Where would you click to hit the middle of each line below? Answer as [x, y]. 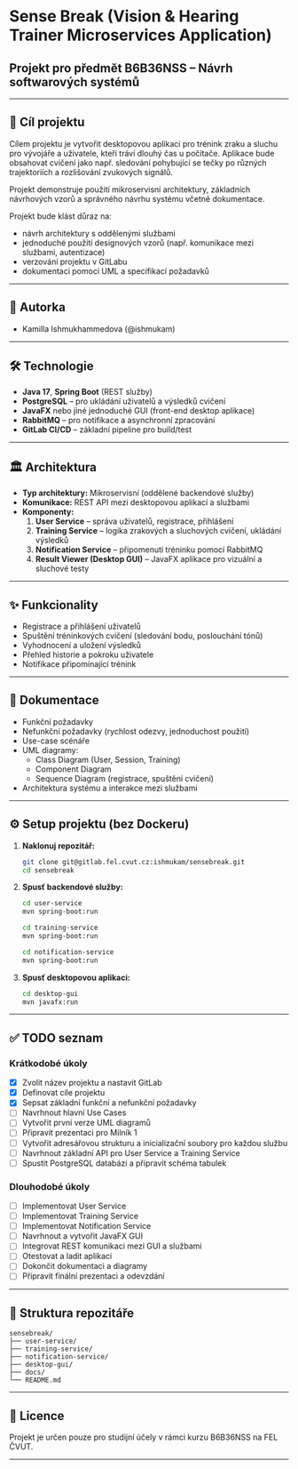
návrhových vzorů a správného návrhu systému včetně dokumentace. [137, 198]
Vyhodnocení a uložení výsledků [82, 646]
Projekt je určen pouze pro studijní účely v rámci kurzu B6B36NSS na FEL [144, 1437]
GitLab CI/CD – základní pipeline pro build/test [107, 429]
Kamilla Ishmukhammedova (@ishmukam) [98, 329]
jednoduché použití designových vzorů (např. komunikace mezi [138, 243]
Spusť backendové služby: [73, 887]
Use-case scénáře [56, 741]
